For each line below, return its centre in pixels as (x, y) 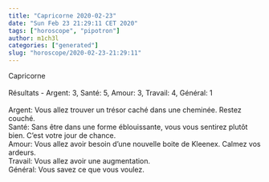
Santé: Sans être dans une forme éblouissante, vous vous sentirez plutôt (128, 127)
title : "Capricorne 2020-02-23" (62, 16)
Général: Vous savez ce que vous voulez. (76, 170)
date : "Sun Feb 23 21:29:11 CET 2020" (73, 23)
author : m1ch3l (34, 38)
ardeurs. (22, 152)
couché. (22, 118)
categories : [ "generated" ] (53, 46)
